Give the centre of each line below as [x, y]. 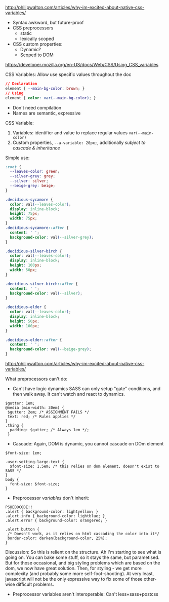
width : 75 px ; [24, 218]
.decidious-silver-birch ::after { [42, 284]
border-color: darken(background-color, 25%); [57, 538]
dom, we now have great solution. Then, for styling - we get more [73, 568]
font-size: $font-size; [35, 484]
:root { [13, 167]
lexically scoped [37, 39]
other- [150, 579]
